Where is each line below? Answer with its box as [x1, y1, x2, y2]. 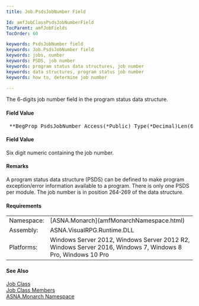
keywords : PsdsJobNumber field [6, 41, 84, 48]
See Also [6, 267, 28, 274]
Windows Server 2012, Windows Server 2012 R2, [50, 236, 190, 244]
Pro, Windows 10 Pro [50, 251, 110, 259]
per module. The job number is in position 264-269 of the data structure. [6, 188, 184, 195]
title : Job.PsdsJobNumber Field [6, 8, 86, 15]
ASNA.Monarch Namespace [6, 293, 75, 300]
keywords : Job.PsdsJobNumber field [6, 47, 94, 53]
